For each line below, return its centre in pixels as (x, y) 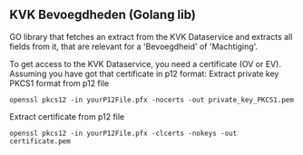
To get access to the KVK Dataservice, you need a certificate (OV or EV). (145, 63)
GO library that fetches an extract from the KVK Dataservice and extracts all (151, 36)
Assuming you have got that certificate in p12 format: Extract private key (144, 73)
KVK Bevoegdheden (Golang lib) (103, 15)
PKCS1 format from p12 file (59, 83)
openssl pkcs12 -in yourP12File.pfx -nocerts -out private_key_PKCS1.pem (152, 100)
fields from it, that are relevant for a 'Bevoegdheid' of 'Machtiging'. (134, 46)
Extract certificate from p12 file (67, 116)
